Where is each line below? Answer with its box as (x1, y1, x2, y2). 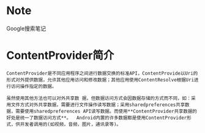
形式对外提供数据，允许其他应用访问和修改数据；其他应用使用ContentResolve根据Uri (6, 77, 195, 83)
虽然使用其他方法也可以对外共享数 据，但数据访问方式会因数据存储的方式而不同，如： (6, 95, 192, 101)
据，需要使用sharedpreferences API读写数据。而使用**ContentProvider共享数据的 (6, 108, 197, 114)
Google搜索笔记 (6, 25, 47, 32)
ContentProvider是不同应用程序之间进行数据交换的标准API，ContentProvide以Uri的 (6, 70, 198, 77)
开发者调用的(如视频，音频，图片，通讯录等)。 (20, 121, 121, 127)
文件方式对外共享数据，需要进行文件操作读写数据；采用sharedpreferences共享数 (10, 102, 190, 108)
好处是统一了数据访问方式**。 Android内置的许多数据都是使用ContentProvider (6, 115, 187, 121)
